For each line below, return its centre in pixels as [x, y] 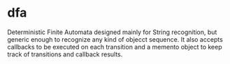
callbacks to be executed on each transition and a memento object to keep [115, 47]
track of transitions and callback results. [65, 54]
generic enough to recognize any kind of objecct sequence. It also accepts [115, 39]
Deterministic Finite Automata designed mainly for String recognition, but [112, 32]
